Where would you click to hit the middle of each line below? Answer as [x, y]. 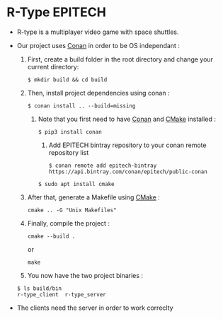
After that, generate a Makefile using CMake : [93, 197]
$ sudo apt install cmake [76, 184]
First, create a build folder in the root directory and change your [120, 59]
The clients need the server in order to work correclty [95, 308]
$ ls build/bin [39, 288]
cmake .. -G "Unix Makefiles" [72, 210]
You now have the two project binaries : [85, 275]
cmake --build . [51, 236]
